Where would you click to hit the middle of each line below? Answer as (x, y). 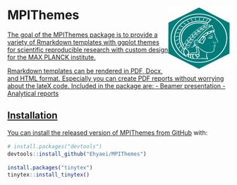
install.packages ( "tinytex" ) (50, 167)
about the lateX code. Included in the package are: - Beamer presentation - (116, 85)
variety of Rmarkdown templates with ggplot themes (84, 42)
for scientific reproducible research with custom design (88, 49)
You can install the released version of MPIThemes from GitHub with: (108, 132)
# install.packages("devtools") (55, 146)
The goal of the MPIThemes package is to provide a (83, 35)
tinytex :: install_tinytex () (49, 175)
